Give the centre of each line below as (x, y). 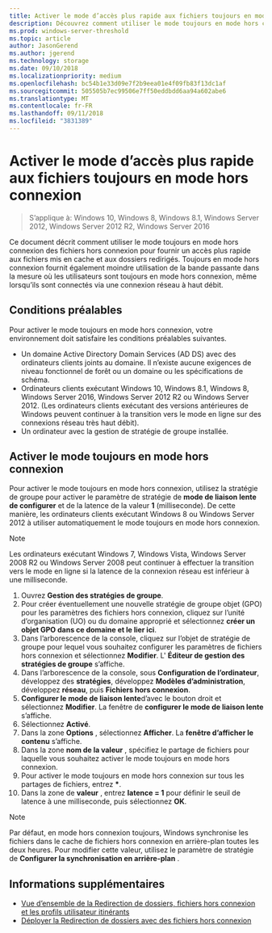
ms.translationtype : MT (49, 99)
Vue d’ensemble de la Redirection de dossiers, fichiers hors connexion (138, 904)
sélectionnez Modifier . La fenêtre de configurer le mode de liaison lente (142, 707)
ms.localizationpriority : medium (65, 76)
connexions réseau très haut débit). (80, 422)
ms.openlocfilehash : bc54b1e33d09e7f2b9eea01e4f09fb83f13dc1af (118, 83)
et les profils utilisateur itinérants (75, 912)
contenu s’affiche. (51, 742)
